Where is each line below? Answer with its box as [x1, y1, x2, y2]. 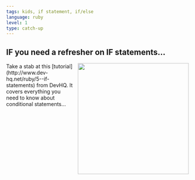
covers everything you [6, 88, 61, 95]
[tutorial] [51, 63, 73, 70]
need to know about [6, 94, 55, 101]
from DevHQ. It [36, 82, 73, 89]
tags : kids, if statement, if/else [6, 8, 94, 15]
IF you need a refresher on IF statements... [6, 47, 166, 57]
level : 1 [6, 20, 28, 25]
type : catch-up [6, 25, 44, 31]
